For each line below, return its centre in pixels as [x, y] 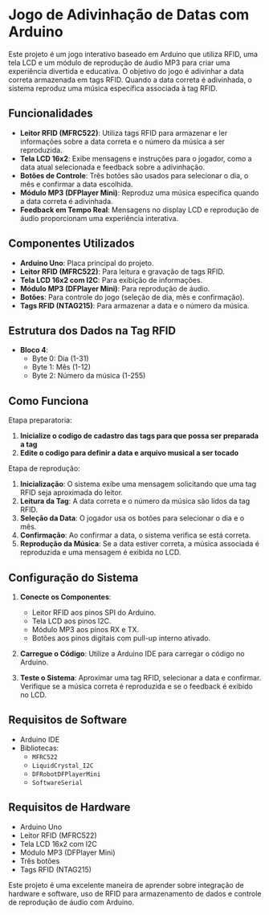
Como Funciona [49, 400]
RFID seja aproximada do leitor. [71, 492]
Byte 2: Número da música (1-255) [89, 376]
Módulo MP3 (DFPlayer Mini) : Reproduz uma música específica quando [139, 192]
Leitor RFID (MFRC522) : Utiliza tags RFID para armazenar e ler [124, 133]
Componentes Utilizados [71, 244]
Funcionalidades [51, 114]
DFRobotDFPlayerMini [66, 774]
